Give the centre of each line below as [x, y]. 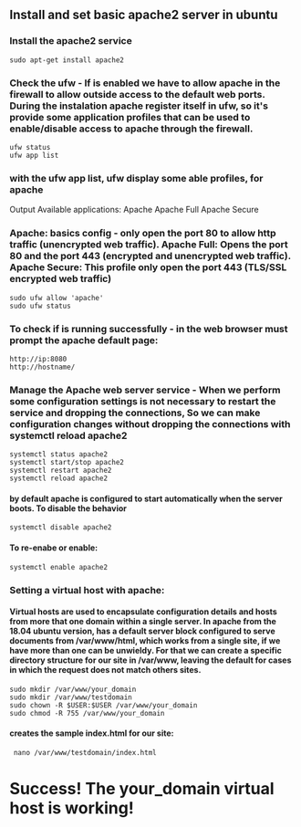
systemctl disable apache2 [61, 528]
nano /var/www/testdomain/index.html [85, 752]
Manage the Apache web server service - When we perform [145, 390]
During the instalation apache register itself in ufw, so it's [139, 106]
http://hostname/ [42, 367]
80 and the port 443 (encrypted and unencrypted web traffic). [150, 256]
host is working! [72, 808]
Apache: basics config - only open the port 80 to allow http [143, 234]
